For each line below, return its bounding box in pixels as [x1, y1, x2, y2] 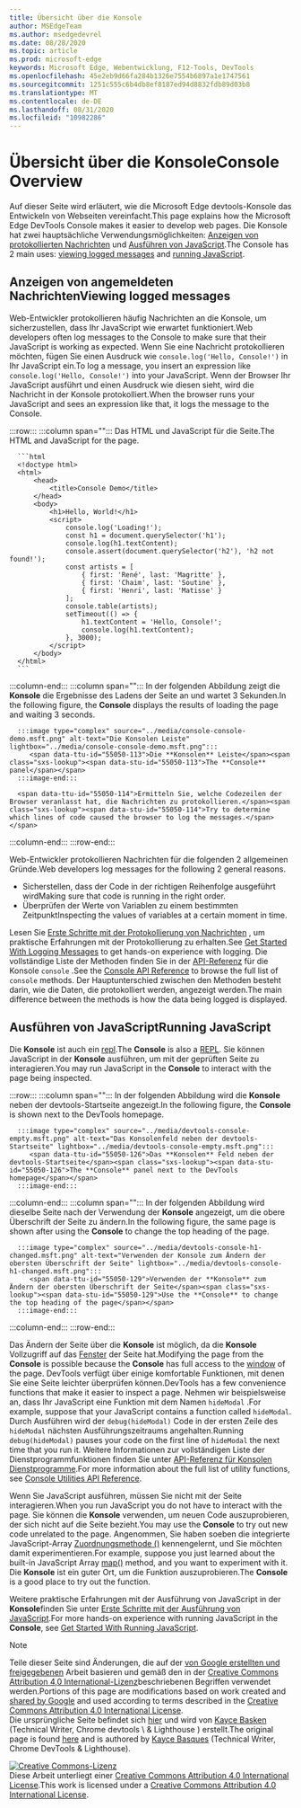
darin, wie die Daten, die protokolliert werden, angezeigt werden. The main [9, 984, 282, 995]
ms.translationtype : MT [9, 88, 99, 97]
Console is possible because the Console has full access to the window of [9, 1358, 286, 1369]
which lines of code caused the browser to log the [9, 812, 206, 822]
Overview [9, 172, 83, 191]
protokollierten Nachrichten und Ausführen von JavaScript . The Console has [9, 239, 289, 250]
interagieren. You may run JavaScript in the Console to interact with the [9, 1062, 271, 1074]
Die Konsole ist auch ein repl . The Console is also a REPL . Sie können [9, 1043, 265, 1054]
